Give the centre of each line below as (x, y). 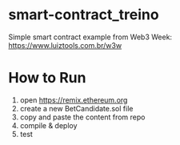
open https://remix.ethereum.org (74, 100)
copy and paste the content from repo (82, 117)
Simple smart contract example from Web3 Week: (90, 37)
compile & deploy (48, 125)
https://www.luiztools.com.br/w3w (65, 45)
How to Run (47, 78)
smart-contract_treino (84, 15)
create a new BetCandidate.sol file (76, 108)
